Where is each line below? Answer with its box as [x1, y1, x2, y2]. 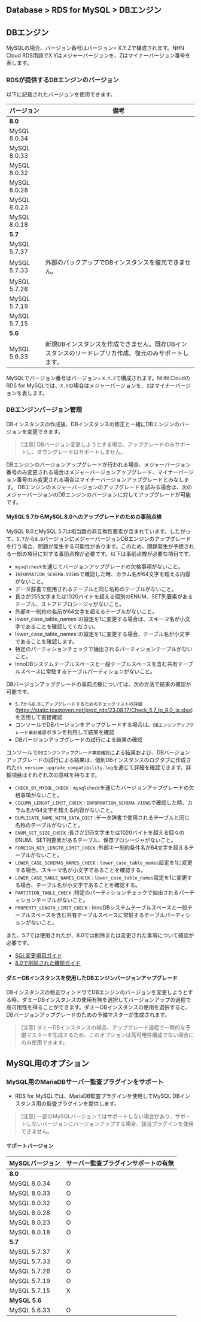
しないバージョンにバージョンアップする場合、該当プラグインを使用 [26, 1120, 194, 1127]
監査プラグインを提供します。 [46, 1100, 120, 1107]
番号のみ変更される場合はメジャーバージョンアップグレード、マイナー [6, 468, 178, 475]
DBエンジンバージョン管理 [6, 406, 83, 414]
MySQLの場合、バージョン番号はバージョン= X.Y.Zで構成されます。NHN [6, 44, 184, 52]
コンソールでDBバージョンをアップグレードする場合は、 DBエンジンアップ [14, 721, 190, 728]
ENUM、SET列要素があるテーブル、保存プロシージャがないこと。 [14, 836, 176, 844]
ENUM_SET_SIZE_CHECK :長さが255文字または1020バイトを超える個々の [14, 829, 185, 836]
